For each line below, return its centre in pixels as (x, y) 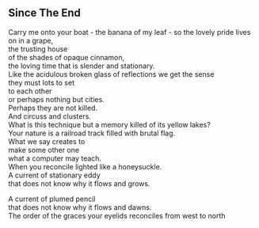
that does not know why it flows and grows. (79, 183)
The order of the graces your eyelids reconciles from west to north (117, 215)
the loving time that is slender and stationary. (82, 66)
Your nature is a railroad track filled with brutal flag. (92, 133)
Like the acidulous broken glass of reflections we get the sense (111, 74)
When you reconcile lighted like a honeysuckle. (85, 166)
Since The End (44, 13)
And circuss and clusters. (50, 116)
